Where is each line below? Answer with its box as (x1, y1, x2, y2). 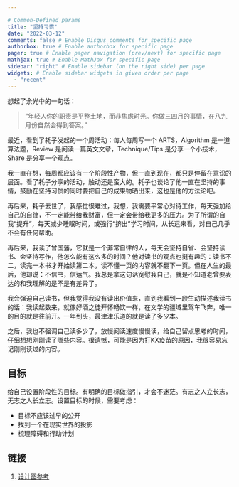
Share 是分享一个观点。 (7, 154, 77, 162)
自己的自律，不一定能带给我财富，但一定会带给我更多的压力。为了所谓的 (7, 210, 219, 219)
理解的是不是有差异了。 (31, 279, 101, 287)
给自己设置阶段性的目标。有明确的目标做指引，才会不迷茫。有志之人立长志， (7, 387, 232, 396)
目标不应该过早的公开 (17, 412, 80, 420)
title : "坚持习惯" (7, 23, 58, 31)
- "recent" (14, 76, 46, 83)
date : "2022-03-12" (7, 30, 65, 37)
